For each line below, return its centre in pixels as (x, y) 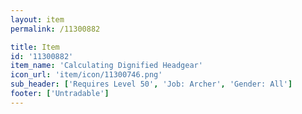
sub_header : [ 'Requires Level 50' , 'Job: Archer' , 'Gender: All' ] (151, 84)
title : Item (35, 47)
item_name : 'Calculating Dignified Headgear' (106, 66)
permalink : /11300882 (55, 29)
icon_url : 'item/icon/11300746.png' (86, 75)
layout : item (37, 19)
